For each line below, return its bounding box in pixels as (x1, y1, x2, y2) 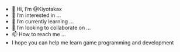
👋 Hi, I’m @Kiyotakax (11, 6, 63, 12)
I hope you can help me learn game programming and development (11, 39, 174, 46)
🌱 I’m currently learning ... (11, 18, 74, 25)
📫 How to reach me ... (11, 31, 66, 37)
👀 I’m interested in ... (11, 12, 61, 19)
